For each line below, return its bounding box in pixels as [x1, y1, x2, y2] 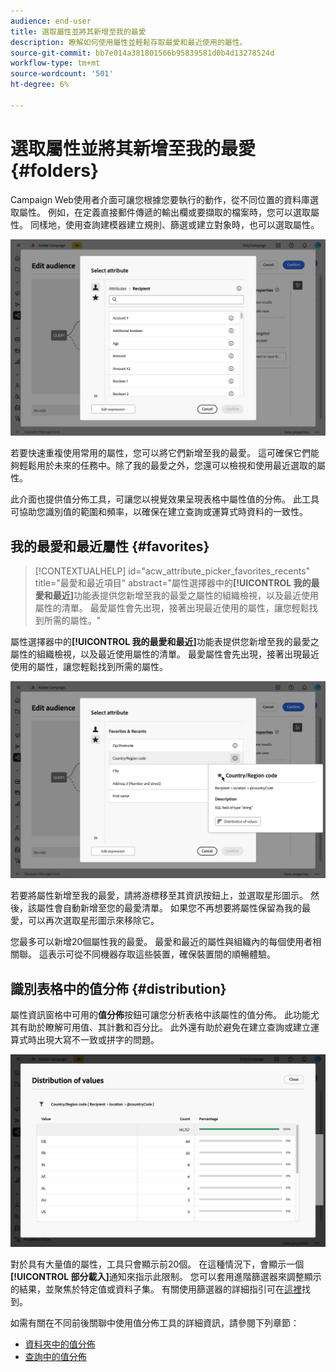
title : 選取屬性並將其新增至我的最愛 [10, 26, 147, 37]
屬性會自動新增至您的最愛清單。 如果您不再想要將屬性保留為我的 [36, 902, 302, 914]
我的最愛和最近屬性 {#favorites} [10, 538, 210, 555]
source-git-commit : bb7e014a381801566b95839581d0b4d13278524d [10, 48, 275, 58]
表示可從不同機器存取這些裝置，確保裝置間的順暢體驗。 [47, 948, 276, 960]
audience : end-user [10, 16, 92, 26]
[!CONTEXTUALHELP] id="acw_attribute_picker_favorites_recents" [34, 565, 311, 577]
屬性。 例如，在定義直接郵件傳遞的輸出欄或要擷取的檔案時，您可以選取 [18, 206, 311, 218]
